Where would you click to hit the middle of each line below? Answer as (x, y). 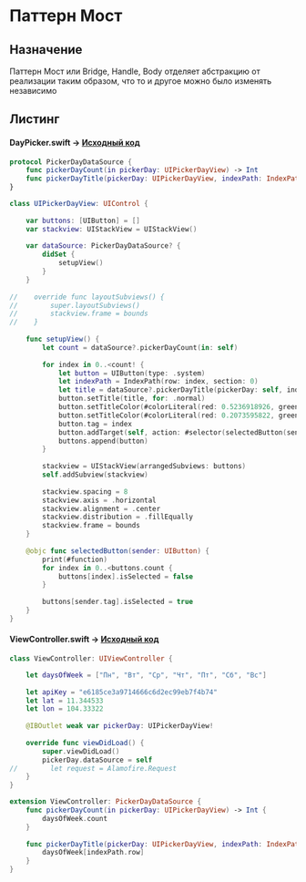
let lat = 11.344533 (65, 701)
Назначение (46, 50)
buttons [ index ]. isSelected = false (126, 576)
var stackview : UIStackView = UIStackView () (112, 229)
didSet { (59, 255)
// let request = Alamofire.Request (93, 768)
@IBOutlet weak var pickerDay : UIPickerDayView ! (120, 726)
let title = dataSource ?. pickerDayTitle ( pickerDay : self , (170, 390)
